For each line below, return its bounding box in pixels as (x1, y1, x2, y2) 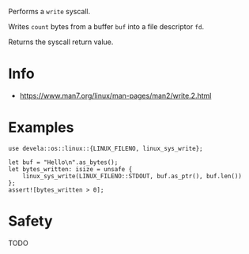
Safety (8, 212, 53, 230)
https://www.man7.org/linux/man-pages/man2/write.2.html (19, 91, 212, 100)
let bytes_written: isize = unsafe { (8, 165, 133, 173)
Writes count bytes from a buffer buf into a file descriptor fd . (8, 22, 204, 31)
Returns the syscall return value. (8, 37, 114, 47)
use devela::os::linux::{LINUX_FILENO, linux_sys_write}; (8, 144, 203, 152)
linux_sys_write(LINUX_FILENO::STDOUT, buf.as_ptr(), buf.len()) (22, 172, 243, 180)
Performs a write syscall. (8, 7, 91, 16)
